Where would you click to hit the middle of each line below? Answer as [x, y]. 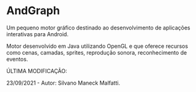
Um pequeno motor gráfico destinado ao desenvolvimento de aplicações [98, 28]
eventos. [17, 59]
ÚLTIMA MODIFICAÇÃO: [37, 71]
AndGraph [33, 11]
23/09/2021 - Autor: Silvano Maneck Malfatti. [63, 83]
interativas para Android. [37, 34]
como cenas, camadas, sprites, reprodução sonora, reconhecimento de [97, 52]
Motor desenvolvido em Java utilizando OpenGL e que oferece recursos [97, 46]
